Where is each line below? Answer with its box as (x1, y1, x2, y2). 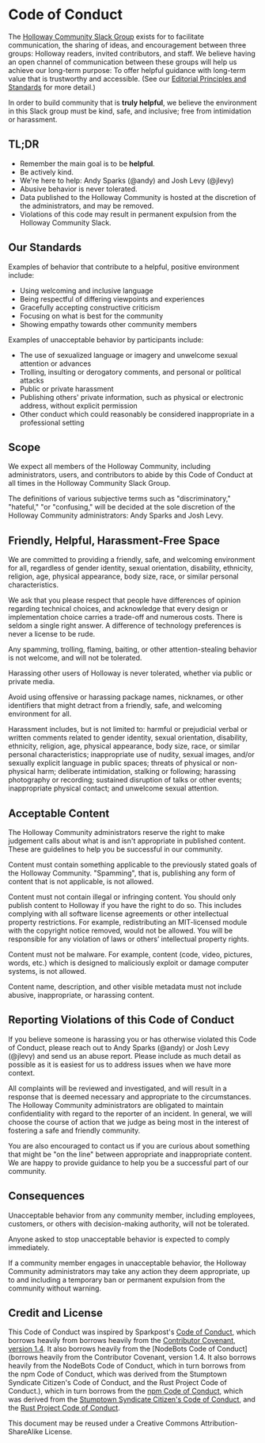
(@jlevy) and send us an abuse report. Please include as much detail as (8, 1051, 241, 1060)
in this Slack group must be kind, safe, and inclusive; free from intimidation (8, 106, 252, 116)
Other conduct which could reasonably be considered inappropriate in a (19, 409, 255, 418)
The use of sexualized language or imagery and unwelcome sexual (19, 350, 238, 360)
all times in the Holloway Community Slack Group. (8, 479, 171, 488)
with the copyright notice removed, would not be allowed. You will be (8, 926, 233, 935)
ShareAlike (8, 1427, 44, 1437)
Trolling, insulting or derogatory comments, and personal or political (19, 367, 241, 376)
